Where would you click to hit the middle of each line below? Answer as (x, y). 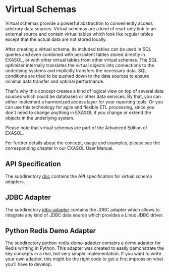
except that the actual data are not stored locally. (56, 39)
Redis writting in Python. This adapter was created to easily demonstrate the (84, 248)
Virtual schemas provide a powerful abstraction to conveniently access (79, 23)
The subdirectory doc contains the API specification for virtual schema (79, 176)
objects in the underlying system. (40, 118)
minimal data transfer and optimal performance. (55, 81)
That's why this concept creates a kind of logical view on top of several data (84, 91)
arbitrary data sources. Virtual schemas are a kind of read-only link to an (81, 28)
